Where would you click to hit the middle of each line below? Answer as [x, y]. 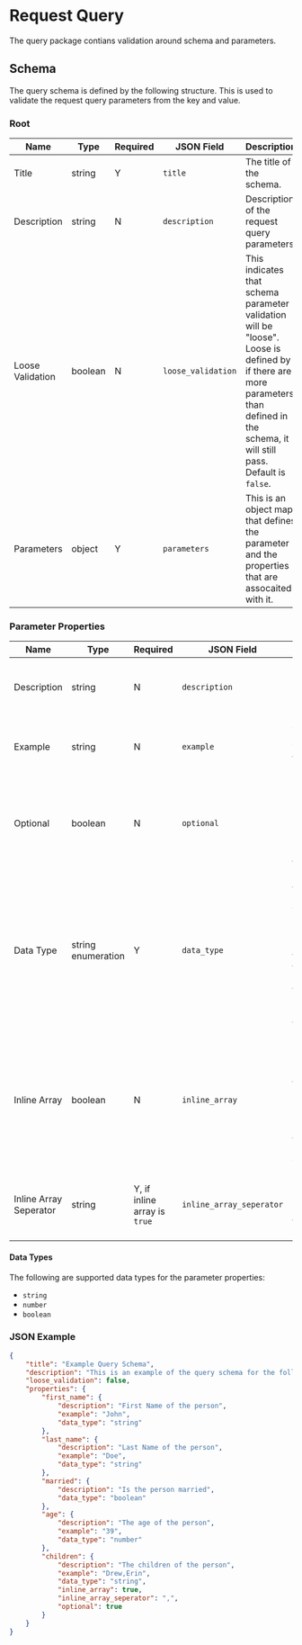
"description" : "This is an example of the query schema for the [151, 1372]
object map [270, 509]
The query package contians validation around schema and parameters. [143, 40]
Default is [266, 472]
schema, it [267, 439]
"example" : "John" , [93, 1414]
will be [259, 327]
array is [149, 1211]
